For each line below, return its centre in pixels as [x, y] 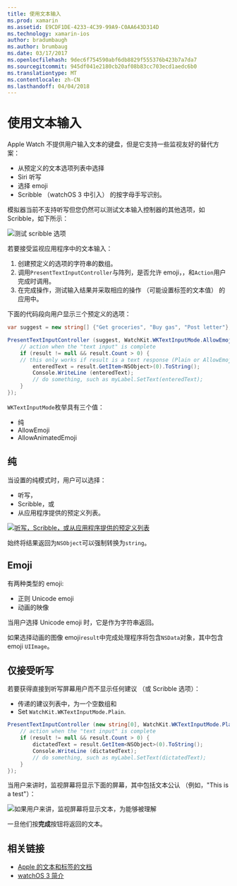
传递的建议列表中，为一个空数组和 [67, 704]
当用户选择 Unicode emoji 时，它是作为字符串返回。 [83, 622]
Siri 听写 [29, 177]
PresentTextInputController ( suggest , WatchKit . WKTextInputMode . [105, 340]
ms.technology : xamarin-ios [49, 34]
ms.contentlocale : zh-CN [44, 80]
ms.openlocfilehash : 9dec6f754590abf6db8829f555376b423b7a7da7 [102, 60]
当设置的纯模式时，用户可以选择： [57, 480]
